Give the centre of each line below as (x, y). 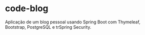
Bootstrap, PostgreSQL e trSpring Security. (48, 27)
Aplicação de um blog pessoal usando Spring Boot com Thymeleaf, (73, 22)
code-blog (27, 9)
